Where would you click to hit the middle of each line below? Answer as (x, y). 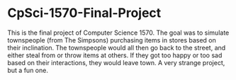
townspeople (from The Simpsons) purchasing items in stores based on (112, 40)
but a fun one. (28, 70)
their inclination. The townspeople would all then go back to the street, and (117, 47)
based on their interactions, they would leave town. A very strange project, (116, 62)
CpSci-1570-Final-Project (84, 13)
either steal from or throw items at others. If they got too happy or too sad (115, 55)
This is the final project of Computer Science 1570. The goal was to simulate (118, 33)
